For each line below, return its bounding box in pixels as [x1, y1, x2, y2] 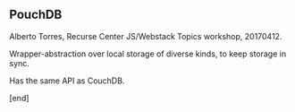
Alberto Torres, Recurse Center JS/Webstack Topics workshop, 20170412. [9, 30, 282, 41]
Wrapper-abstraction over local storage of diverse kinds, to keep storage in [9, 48, 287, 59]
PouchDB [9, 7, 63, 22]
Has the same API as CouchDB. [9, 75, 125, 86]
